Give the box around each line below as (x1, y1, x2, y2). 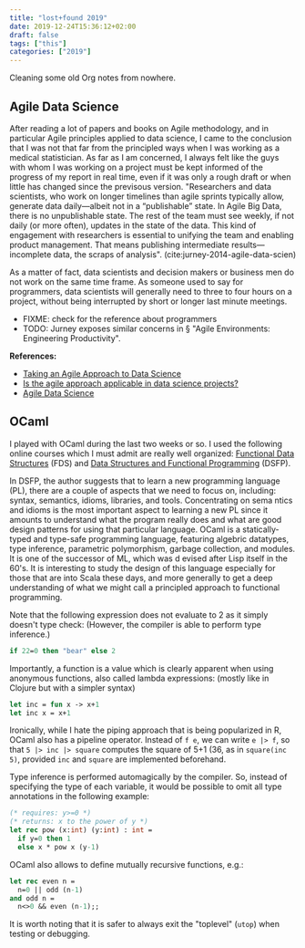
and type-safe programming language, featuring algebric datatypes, (33, 533, 290, 544)
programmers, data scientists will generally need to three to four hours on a (9, 286, 293, 297)
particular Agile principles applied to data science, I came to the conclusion (9, 132, 292, 143)
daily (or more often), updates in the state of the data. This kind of (9, 220, 257, 231)
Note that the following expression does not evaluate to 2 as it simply (9, 609, 269, 620)
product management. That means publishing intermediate (9, 239, 230, 250)
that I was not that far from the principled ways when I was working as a (9, 142, 280, 153)
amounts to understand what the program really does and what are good (9, 514, 282, 525)
